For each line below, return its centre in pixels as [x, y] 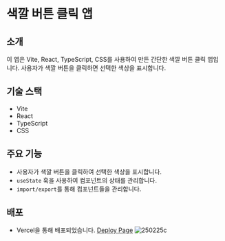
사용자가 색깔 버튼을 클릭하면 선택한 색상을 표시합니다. [94, 68]
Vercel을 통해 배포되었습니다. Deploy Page [75, 230]
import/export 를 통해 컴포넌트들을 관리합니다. [79, 189]
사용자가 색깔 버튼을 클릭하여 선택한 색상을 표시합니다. [89, 172]
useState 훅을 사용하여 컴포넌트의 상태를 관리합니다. [87, 180]
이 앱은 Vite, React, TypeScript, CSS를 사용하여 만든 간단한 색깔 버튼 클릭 [106, 59]
